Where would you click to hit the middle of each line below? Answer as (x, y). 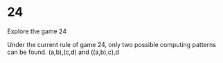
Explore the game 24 (37, 31)
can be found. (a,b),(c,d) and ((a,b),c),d (63, 52)
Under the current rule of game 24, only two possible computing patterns (112, 44)
